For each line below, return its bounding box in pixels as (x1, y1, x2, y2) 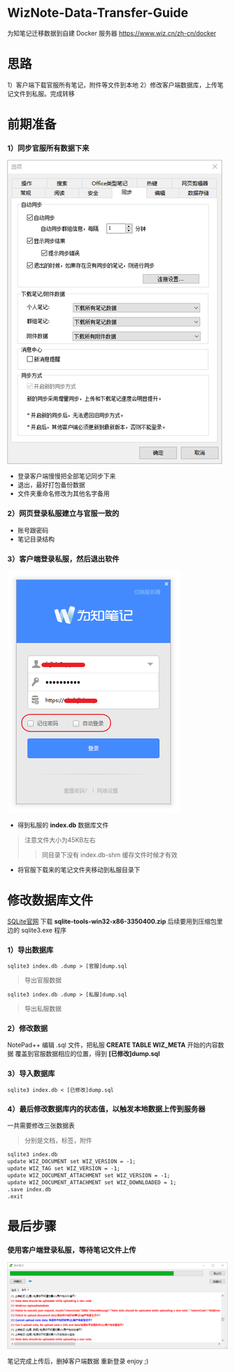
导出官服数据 (24, 976, 62, 985)
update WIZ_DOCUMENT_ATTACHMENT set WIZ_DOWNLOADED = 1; (7, 1179, 177, 1186)
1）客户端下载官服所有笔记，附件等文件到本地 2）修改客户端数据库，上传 (7, 81, 218, 89)
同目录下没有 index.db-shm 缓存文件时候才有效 (41, 850, 178, 859)
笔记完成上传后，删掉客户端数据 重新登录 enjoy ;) (7, 1357, 149, 1365)
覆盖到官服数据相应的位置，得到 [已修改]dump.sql (15, 1050, 160, 1058)
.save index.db (7, 1186, 52, 1193)
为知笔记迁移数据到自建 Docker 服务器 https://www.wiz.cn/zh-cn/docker (7, 29, 217, 37)
